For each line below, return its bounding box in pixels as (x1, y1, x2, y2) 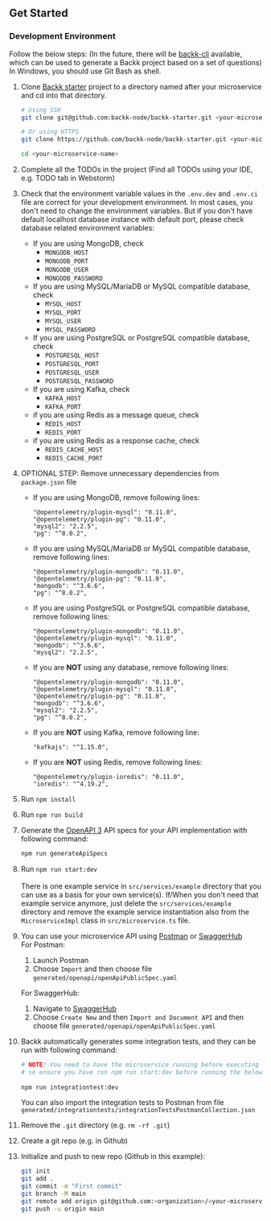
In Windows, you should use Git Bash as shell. (9, 66, 162, 76)
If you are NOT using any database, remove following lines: (32, 663, 229, 673)
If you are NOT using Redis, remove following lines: (32, 757, 203, 767)
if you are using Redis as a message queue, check (32, 410, 199, 420)
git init (20, 1167, 51, 1176)
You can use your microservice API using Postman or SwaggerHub (20, 931, 243, 940)
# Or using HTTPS (20, 128, 80, 136)
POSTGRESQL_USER (44, 369, 100, 377)
